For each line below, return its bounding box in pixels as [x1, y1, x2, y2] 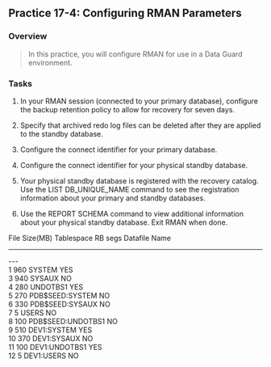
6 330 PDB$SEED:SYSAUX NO [8, 299, 110, 309]
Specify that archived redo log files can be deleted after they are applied [19, 120, 261, 130]
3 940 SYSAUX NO [8, 273, 73, 283]
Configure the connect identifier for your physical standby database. [19, 160, 248, 170]
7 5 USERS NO [8, 307, 57, 318]
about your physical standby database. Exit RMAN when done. [19, 217, 228, 227]
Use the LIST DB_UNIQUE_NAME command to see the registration [19, 184, 240, 194]
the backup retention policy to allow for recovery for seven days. [19, 104, 236, 114]
